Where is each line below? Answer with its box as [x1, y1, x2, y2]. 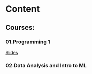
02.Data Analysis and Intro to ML [5, 62, 87, 69]
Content [5, 3, 40, 15]
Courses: [5, 23, 35, 32]
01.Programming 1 [5, 38, 50, 45]
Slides [5, 49, 18, 55]
